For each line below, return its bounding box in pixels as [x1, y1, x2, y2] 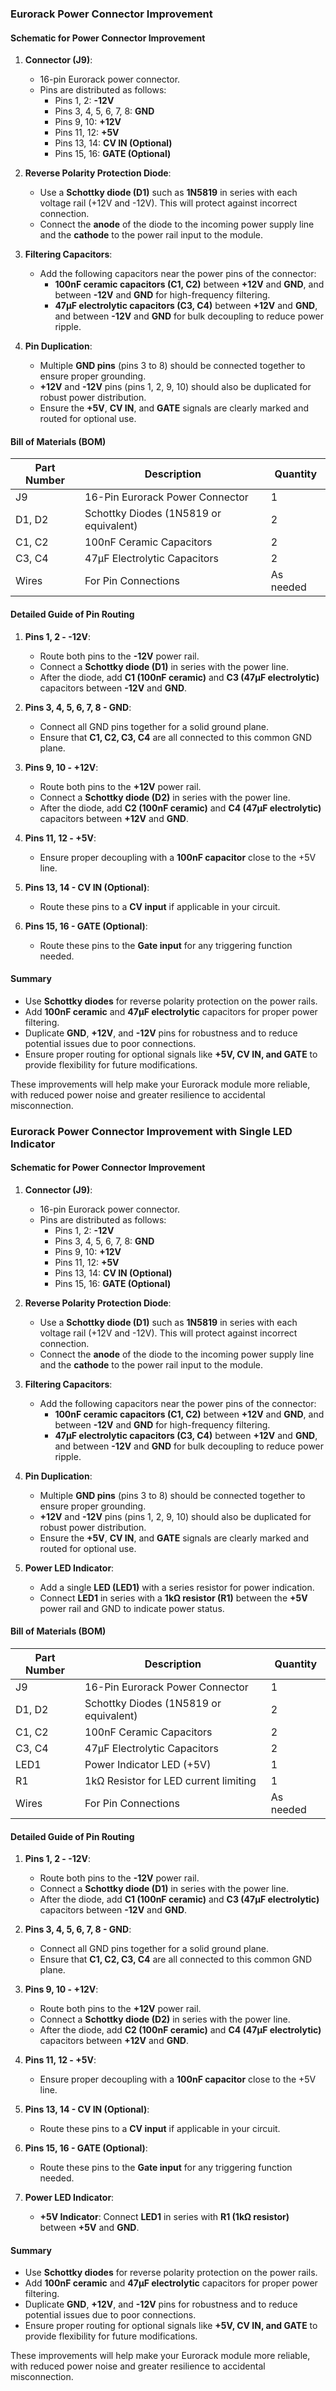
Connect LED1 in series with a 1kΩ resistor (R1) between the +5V [39, 1592, 308, 1604]
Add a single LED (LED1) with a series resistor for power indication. [39, 1581, 315, 1593]
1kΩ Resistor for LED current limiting [84, 1774, 257, 1788]
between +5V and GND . [39, 2222, 140, 2234]
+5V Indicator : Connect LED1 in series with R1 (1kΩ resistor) [39, 2211, 290, 2223]
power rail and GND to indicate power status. [39, 1602, 225, 1614]
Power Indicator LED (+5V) [84, 1758, 212, 1772]
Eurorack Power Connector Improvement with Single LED [10, 1124, 293, 1138]
